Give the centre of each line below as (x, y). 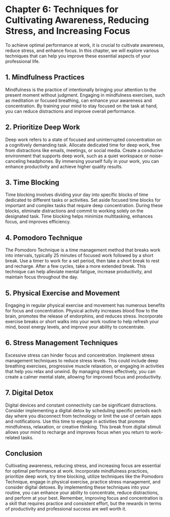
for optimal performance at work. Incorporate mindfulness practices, (77, 471)
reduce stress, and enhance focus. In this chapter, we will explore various (82, 50)
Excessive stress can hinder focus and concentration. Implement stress (80, 355)
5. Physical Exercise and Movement (63, 293)
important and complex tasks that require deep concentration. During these (84, 206)
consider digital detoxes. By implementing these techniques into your (77, 487)
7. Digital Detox (29, 393)
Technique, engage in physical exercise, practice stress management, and (83, 482)
